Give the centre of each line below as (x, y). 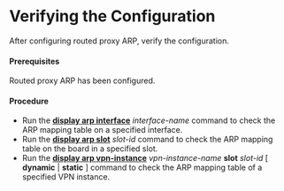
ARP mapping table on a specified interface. (102, 130)
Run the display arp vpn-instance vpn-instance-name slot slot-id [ (145, 158)
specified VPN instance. (66, 177)
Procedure (29, 101)
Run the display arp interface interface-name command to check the (149, 120)
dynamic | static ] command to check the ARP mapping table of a (142, 168)
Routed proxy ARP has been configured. (82, 80)
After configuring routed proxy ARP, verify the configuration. (119, 41)
